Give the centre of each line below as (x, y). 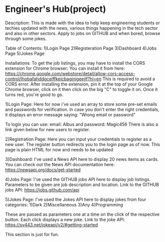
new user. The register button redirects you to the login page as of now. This (82, 144)
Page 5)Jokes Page (25, 53)
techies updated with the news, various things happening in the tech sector (82, 28)
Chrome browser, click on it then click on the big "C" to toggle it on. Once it (82, 89)
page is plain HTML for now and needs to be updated (59, 149)
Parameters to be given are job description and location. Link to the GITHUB (82, 185)
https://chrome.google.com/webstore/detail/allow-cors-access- (70, 73)
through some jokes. (26, 39)
